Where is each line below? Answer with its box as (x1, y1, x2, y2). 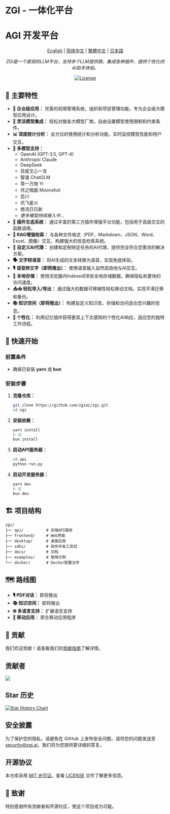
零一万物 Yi (20, 180, 44, 186)
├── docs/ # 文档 (5, 549, 58, 555)
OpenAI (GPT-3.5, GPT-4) (20, 151, 74, 157)
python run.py (12, 462, 43, 467)
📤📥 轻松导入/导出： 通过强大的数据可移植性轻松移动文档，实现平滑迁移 (12, 286, 164, 292)
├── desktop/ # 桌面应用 (5, 539, 66, 544)
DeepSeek (20, 161, 42, 168)
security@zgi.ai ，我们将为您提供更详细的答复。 (5, 742, 105, 748)
